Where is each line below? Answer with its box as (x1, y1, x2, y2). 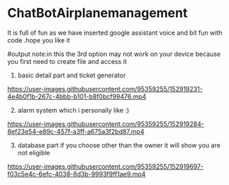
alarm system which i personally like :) (17, 106, 130, 114)
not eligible (17, 148, 51, 157)
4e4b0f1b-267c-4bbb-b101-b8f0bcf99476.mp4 (7, 92, 147, 101)
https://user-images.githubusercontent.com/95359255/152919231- (7, 84, 203, 93)
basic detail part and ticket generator (17, 71, 126, 79)
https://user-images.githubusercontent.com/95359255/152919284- (7, 119, 204, 128)
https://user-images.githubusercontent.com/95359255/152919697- (7, 162, 204, 171)
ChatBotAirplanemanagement (7, 5, 188, 21)
